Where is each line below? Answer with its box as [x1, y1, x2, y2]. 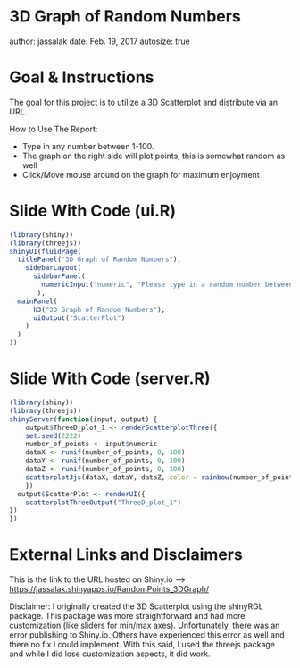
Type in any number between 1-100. [21, 140, 154, 151]
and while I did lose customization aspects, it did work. [9, 648, 212, 659]
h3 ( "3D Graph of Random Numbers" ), [32, 305, 166, 314]
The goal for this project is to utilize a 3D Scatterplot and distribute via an [9, 97, 279, 107]
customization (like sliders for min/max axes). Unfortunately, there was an [9, 620, 280, 631]
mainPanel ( [17, 297, 58, 306]
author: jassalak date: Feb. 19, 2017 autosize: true [9, 36, 190, 47]
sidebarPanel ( [32, 272, 87, 281]
